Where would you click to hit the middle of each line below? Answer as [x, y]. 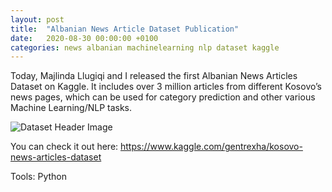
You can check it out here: [64, 147]
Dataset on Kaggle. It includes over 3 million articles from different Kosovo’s [166, 87]
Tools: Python [39, 177]
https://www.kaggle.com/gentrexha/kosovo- [211, 147]
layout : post [37, 19]
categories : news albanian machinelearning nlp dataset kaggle [145, 47]
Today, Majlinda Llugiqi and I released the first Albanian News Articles [154, 76]
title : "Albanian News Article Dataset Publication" [125, 29]
